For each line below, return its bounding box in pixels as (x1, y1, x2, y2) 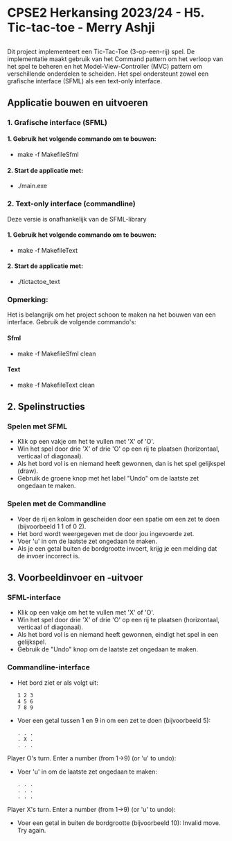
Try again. (17, 826, 46, 834)
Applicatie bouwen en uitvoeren (7, 97, 149, 108)
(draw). (17, 467, 39, 475)
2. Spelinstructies (7, 401, 85, 413)
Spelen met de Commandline (7, 499, 107, 508)
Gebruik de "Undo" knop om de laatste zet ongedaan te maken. (17, 645, 199, 653)
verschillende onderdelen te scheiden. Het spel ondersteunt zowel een (7, 69, 209, 78)
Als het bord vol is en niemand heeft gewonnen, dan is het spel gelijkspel (17, 460, 226, 468)
